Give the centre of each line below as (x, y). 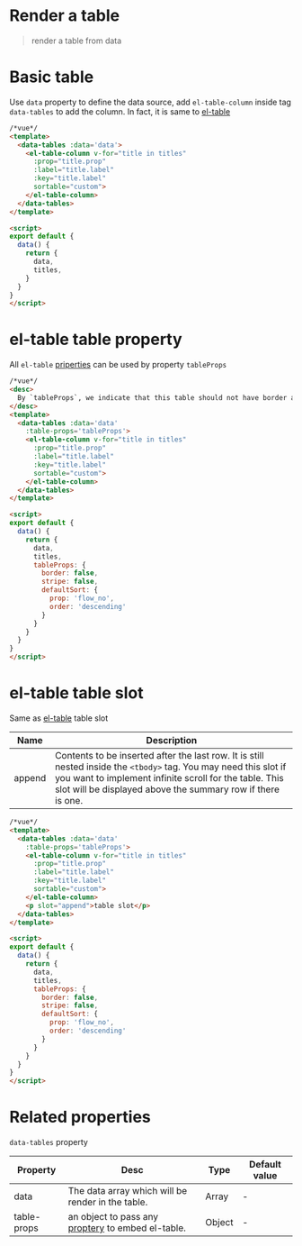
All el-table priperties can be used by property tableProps (118, 365)
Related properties (80, 1117)
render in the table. (108, 1202)
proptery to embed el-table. (127, 1228)
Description (172, 740)
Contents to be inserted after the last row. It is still (160, 755)
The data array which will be (128, 1191)
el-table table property (96, 340)
